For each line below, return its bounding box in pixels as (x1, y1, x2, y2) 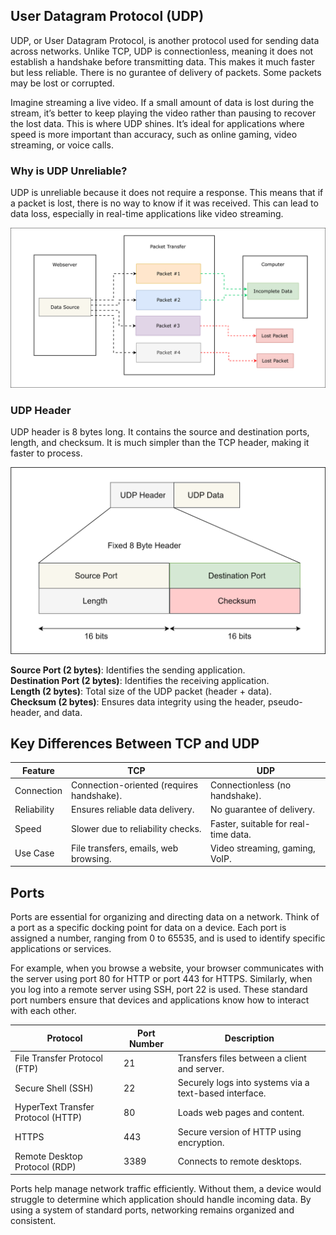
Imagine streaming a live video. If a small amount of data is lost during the (10, 96, 315, 108)
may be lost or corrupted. (10, 77, 115, 89)
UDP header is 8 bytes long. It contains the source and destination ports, (10, 426, 310, 438)
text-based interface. (177, 1087, 267, 1099)
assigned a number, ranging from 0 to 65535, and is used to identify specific (10, 932, 326, 944)
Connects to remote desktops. (177, 1155, 302, 1168)
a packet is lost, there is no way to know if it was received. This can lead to (10, 197, 319, 209)
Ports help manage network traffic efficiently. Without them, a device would (10, 1183, 322, 1195)
